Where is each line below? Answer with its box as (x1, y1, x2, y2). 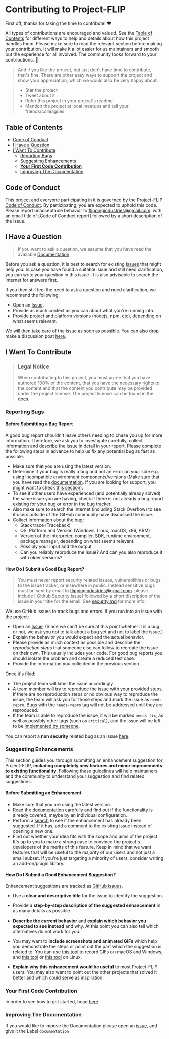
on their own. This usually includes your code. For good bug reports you (12, 650, 163, 656)
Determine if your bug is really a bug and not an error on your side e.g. (12, 469, 159, 475)
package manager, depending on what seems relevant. (20, 538, 135, 544)
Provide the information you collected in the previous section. (12, 661, 140, 667)
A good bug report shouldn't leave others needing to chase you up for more (5, 432, 163, 438)
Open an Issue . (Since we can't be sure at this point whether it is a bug (12, 624, 160, 630)
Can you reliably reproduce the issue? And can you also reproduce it (20, 549, 163, 555)
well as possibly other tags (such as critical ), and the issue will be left (12, 718, 161, 724)
